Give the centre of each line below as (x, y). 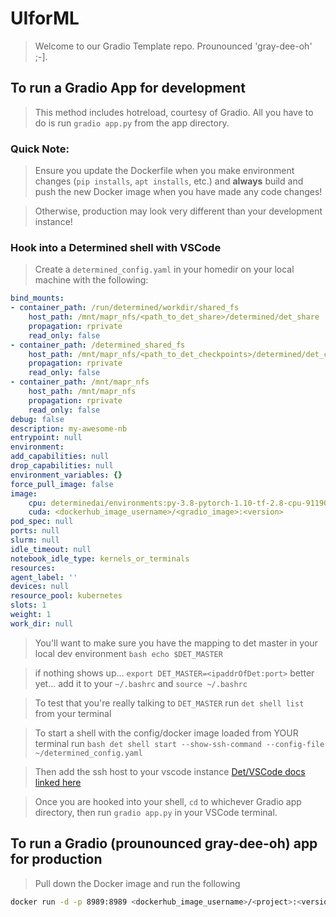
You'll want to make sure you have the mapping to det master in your (176, 643)
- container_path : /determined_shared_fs (98, 345)
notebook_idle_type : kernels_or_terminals (100, 558)
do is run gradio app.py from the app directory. (132, 123)
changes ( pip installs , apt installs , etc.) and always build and (169, 181)
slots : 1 (28, 605)
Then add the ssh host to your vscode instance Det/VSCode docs (170, 771)
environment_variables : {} (66, 475)
